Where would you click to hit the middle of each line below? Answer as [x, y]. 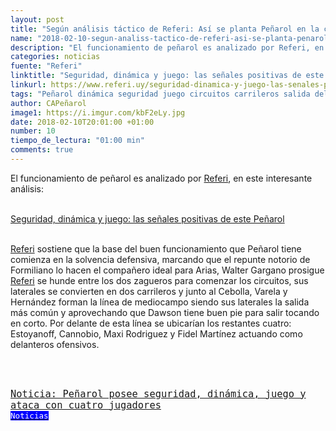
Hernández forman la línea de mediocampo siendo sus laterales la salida [160, 302]
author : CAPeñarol [48, 103]
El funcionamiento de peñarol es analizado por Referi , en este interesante [161, 178]
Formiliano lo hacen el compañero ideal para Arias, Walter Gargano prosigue [167, 270]
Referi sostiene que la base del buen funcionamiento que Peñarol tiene [156, 248]
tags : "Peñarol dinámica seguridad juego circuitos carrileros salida [160, 94]
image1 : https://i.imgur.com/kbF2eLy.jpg [98, 112]
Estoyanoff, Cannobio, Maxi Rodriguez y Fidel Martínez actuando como [156, 333]
